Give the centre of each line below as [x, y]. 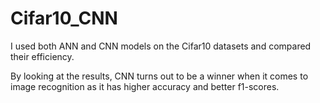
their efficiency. [42, 56]
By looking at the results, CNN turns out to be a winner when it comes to [159, 76]
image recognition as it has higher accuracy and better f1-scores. [145, 86]
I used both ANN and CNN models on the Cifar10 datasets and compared [161, 46]
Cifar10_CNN [64, 18]
